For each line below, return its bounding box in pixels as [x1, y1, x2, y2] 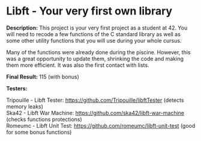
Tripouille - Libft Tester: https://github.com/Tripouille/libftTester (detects [6, 96, 184, 104]
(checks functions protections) [6, 116, 82, 123]
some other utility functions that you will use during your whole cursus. [6, 37, 182, 44]
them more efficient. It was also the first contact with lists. [6, 61, 149, 69]
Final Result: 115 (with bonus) [6, 73, 80, 80]
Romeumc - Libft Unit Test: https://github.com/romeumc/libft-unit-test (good [6, 122, 196, 129]
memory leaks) [6, 102, 44, 110]
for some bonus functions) [6, 128, 72, 136]
